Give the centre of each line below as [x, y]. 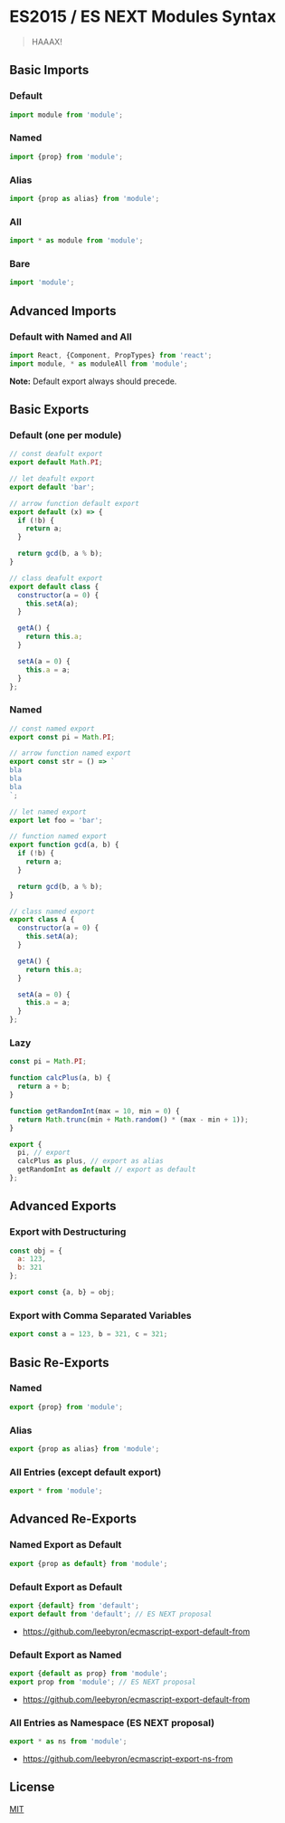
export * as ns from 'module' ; [68, 1742]
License [32, 1787]
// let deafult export [52, 479]
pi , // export [44, 1153]
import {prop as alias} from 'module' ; [85, 198]
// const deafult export [56, 454]
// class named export [52, 911]
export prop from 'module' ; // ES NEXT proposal [103, 1682]
